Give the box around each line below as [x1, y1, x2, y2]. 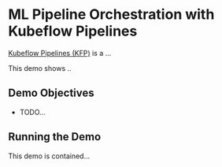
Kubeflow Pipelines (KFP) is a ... [8, 48, 112, 58]
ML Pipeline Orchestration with [8, 6, 215, 24]
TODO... [19, 107, 46, 117]
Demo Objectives [8, 87, 94, 100]
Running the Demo [8, 130, 102, 143]
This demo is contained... [8, 151, 91, 161]
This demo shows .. [8, 63, 72, 72]
